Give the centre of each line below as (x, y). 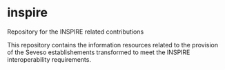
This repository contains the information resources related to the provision (113, 45)
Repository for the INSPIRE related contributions (76, 32)
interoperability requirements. (49, 59)
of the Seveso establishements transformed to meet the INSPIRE (99, 52)
